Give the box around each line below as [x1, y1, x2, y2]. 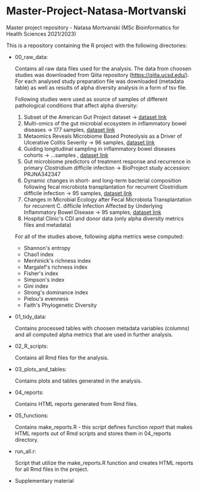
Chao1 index [23, 251, 54, 258]
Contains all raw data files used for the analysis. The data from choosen [14, 64, 192, 72]
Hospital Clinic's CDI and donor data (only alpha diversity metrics [23, 215, 184, 222]
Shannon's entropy [23, 244, 71, 251]
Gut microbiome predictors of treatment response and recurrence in [23, 158, 191, 165]
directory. [14, 436, 39, 443]
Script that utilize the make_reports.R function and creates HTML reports [14, 459, 194, 466]
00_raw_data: [14, 53, 48, 60]
